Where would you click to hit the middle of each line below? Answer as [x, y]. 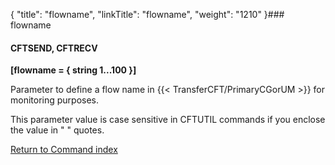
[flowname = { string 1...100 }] [73, 70]
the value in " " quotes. [57, 130]
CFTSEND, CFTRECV [54, 48]
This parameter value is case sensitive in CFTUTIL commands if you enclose [168, 120]
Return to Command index [64, 150]
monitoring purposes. [55, 100]
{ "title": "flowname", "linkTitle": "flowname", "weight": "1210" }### [147, 14]
